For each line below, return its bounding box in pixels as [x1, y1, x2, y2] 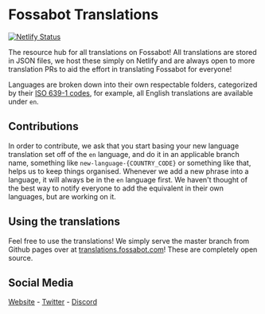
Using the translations [8, 215, 121, 229]
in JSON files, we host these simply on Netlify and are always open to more [8, 56, 255, 65]
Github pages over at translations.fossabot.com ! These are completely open [8, 245, 258, 254]
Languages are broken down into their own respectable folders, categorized [8, 80, 258, 89]
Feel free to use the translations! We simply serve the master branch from [8, 236, 250, 245]
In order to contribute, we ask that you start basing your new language [8, 141, 240, 151]
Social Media [8, 276, 74, 289]
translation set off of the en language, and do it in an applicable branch [8, 149, 240, 159]
